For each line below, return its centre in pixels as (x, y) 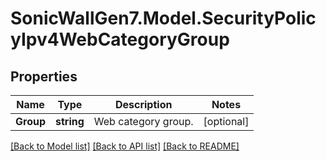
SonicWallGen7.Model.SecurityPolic (163, 18)
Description (143, 104)
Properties (44, 76)
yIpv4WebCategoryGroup (120, 39)
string (70, 121)
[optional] (226, 121)
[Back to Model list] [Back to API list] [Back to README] (125, 146)
